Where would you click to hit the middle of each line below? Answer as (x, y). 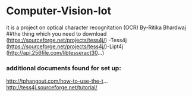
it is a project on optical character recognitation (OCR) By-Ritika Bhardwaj (96, 27)
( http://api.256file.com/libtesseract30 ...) (55, 52)
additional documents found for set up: (64, 68)
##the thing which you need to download (56, 33)
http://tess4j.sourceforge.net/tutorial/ (52, 87)
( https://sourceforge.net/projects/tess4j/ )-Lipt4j (65, 46)
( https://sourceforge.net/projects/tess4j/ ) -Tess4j (67, 40)
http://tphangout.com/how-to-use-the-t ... (57, 81)
